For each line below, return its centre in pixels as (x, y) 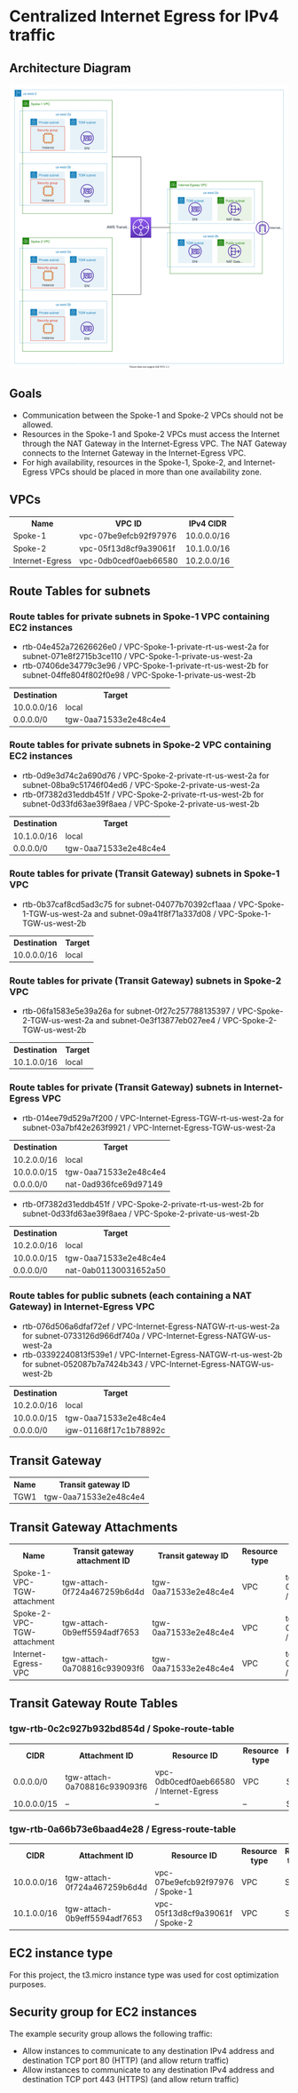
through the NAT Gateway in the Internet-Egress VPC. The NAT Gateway (154, 443)
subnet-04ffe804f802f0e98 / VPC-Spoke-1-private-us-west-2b (139, 675)
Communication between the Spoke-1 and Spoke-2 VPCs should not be (153, 415)
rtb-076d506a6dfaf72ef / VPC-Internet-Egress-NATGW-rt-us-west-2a (151, 1326)
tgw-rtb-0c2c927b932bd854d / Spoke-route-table (122, 1729)
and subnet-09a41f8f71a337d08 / (155, 913)
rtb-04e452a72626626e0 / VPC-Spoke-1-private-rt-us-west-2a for (145, 647)
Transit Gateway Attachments (94, 1527)
